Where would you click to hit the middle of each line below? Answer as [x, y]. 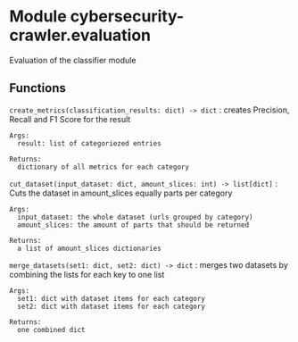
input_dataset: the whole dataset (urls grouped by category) [135, 217]
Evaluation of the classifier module [73, 60]
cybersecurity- [127, 17]
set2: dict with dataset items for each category [111, 306]
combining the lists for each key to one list [87, 274]
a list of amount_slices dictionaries [90, 248]
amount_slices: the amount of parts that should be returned [133, 225]
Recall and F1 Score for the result [70, 119]
